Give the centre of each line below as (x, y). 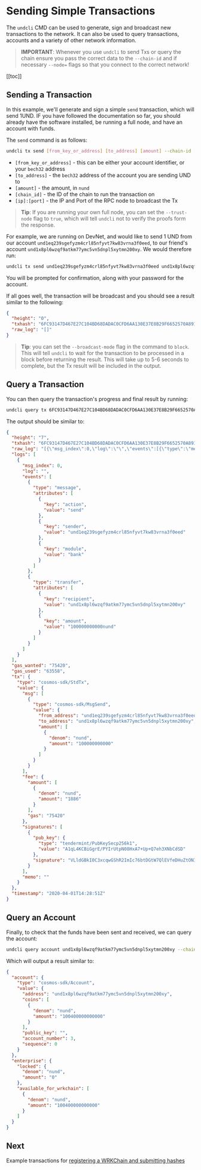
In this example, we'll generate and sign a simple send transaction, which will (100, 109)
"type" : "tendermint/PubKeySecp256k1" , (88, 844)
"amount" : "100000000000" (81, 743)
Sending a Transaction (49, 95)
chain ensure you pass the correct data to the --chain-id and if (99, 58)
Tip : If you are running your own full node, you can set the (92, 212)
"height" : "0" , (31, 319)
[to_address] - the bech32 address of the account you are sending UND (103, 175)
